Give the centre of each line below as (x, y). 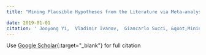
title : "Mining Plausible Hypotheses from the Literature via (87, 12)
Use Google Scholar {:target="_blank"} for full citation (74, 45)
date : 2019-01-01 (29, 23)
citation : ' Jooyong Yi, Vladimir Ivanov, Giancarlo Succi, (87, 28)
